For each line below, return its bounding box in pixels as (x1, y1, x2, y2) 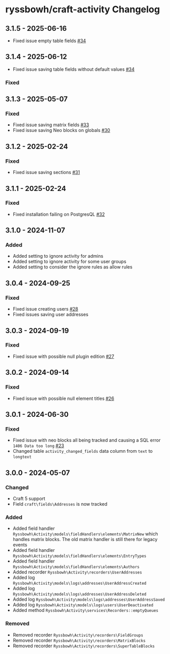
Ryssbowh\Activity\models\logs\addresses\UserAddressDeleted (12, 592, 147, 597)
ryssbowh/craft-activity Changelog (5, 4, 160, 15)
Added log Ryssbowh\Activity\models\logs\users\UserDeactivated (12, 602, 154, 608)
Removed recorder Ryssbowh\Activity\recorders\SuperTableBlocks (12, 643, 155, 649)
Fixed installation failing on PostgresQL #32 (12, 211, 105, 217)
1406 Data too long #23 (12, 443, 64, 449)
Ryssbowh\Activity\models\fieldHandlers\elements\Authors (12, 565, 140, 570)
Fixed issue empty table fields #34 (12, 37, 86, 44)
